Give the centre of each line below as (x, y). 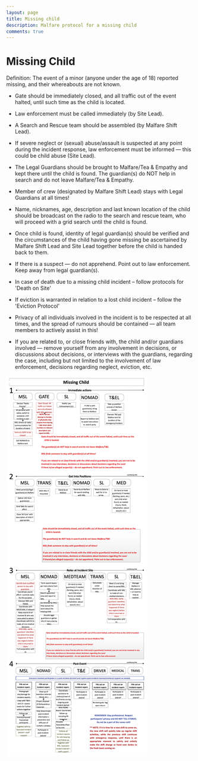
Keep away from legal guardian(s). (57, 270)
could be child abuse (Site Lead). (55, 156)
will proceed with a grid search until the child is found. (81, 222)
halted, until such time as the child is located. (70, 102)
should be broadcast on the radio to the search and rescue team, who (100, 216)
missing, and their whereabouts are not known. (64, 84)
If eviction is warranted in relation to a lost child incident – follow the (98, 300)
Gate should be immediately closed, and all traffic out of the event (95, 96)
